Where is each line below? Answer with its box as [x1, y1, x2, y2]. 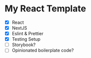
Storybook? [11, 42, 36, 48]
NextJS [11, 25, 27, 31]
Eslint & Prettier [11, 31, 44, 37]
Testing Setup [11, 36, 41, 42]
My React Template [4, 3, 87, 14]
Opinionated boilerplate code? [11, 48, 74, 54]
